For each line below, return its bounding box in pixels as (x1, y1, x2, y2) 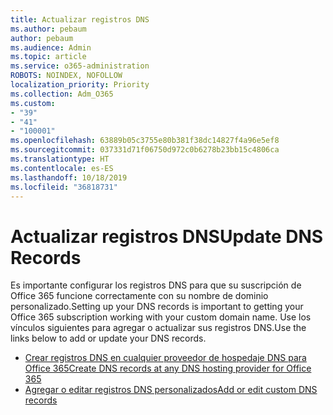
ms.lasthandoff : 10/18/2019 (10, 172, 128, 183)
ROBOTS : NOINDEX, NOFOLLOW (10, 71, 123, 81)
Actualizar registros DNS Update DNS (10, 225, 324, 248)
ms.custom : (10, 98, 56, 108)
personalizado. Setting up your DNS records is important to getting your (10, 301, 304, 313)
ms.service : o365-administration (10, 61, 150, 71)
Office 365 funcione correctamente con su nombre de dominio (10, 290, 269, 302)
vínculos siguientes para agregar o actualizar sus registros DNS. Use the (10, 322, 307, 334)
